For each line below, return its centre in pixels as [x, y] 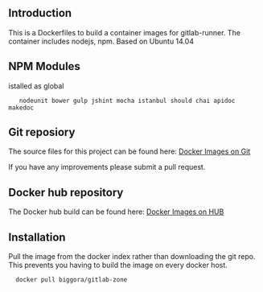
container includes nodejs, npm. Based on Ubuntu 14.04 [101, 41]
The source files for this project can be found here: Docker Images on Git [129, 151]
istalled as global [36, 86]
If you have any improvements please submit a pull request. [107, 167]
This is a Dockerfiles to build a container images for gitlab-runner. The [125, 32]
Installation [37, 237]
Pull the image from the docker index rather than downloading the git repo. [132, 257]
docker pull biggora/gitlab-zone [72, 280]
